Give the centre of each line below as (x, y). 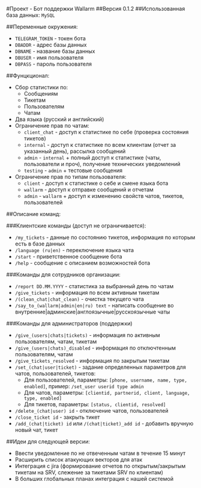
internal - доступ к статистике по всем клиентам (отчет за (100, 145)
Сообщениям (41, 94)
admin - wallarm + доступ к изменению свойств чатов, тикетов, (104, 196)
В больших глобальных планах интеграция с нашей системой (94, 479)
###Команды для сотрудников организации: (64, 274)
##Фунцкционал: (28, 76)
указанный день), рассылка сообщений (75, 151)
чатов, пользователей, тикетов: (55, 373)
